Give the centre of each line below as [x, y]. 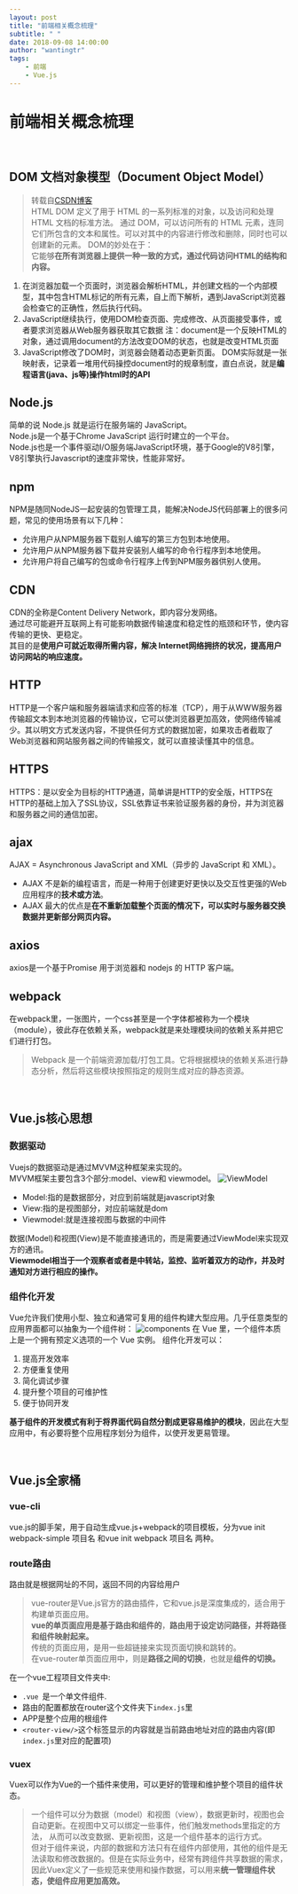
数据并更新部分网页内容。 [69, 917]
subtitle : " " [35, 34]
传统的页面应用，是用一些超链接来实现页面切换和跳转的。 [136, 1647]
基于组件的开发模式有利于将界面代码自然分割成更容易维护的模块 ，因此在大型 [149, 1421]
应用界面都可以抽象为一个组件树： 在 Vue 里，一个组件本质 [145, 1328]
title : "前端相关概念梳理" [54, 26]
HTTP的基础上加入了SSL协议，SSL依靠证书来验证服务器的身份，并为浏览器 [147, 803]
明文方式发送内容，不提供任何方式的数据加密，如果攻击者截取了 [156, 729]
